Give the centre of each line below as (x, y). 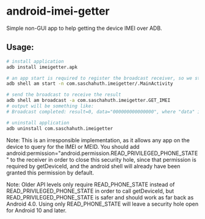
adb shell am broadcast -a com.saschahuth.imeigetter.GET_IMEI (88, 101)
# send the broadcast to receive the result (64, 95)
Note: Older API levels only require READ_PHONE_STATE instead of (91, 184)
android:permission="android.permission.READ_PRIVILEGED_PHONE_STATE (102, 153)
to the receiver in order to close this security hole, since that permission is (103, 159)
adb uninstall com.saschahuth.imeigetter (60, 128)
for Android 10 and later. (37, 210)
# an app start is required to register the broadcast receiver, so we (99, 78)
